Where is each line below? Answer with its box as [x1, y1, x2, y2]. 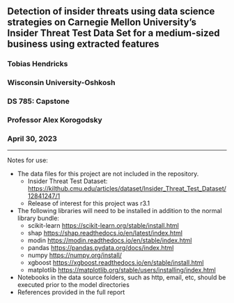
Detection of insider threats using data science [7, 6, 215, 17]
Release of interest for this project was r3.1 [27, 199, 150, 208]
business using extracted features [7, 38, 159, 50]
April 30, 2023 [7, 134, 58, 143]
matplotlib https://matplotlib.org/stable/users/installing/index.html [27, 266, 216, 274]
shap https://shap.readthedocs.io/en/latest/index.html [27, 229, 183, 238]
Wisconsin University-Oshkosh [7, 78, 116, 88]
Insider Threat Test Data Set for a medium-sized [7, 27, 220, 39]
